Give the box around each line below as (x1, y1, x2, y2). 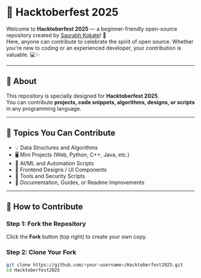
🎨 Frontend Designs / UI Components (14, 166, 107, 173)
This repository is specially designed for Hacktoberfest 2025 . (6, 92, 160, 99)
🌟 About (6, 76, 37, 86)
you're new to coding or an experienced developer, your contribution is (6, 44, 181, 52)
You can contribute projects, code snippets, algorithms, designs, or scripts (6, 98, 195, 105)
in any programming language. (6, 105, 82, 112)
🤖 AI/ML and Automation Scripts (14, 159, 95, 167)
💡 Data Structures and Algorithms (14, 144, 98, 151)
